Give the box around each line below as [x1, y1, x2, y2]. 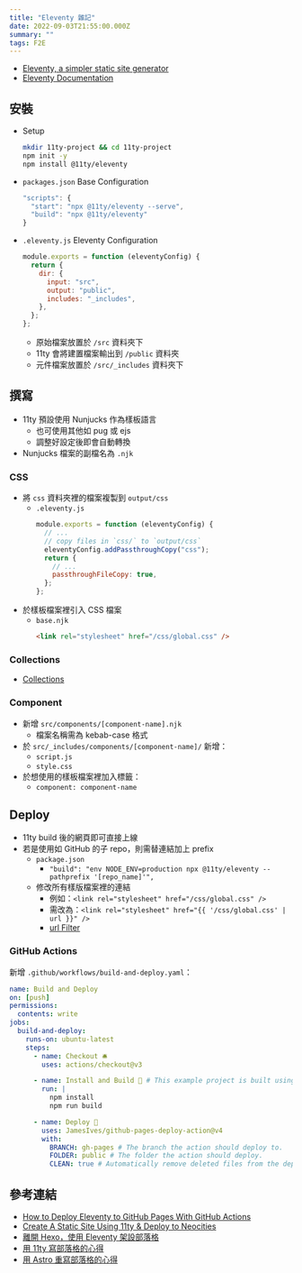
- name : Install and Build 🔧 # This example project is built [32, 1076, 271, 1085]
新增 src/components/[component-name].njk [22, 718, 182, 728]
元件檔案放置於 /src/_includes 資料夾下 [35, 360, 184, 371]
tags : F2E [9, 38, 47, 48]
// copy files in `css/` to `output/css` [43, 536, 202, 545]
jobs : [9, 1018, 30, 1028]
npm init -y [22, 151, 67, 160]
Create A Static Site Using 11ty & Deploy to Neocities [22, 1221, 217, 1232]
